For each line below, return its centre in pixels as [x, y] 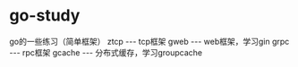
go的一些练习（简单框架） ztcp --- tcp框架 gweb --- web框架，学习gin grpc [149, 41]
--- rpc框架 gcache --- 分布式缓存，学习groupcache [106, 52]
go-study [45, 16]
